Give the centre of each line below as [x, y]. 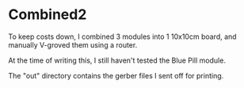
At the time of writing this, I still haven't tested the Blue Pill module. [117, 60]
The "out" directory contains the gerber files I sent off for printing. [116, 75]
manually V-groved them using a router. [73, 44]
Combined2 [48, 15]
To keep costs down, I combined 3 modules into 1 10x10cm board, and [122, 36]
